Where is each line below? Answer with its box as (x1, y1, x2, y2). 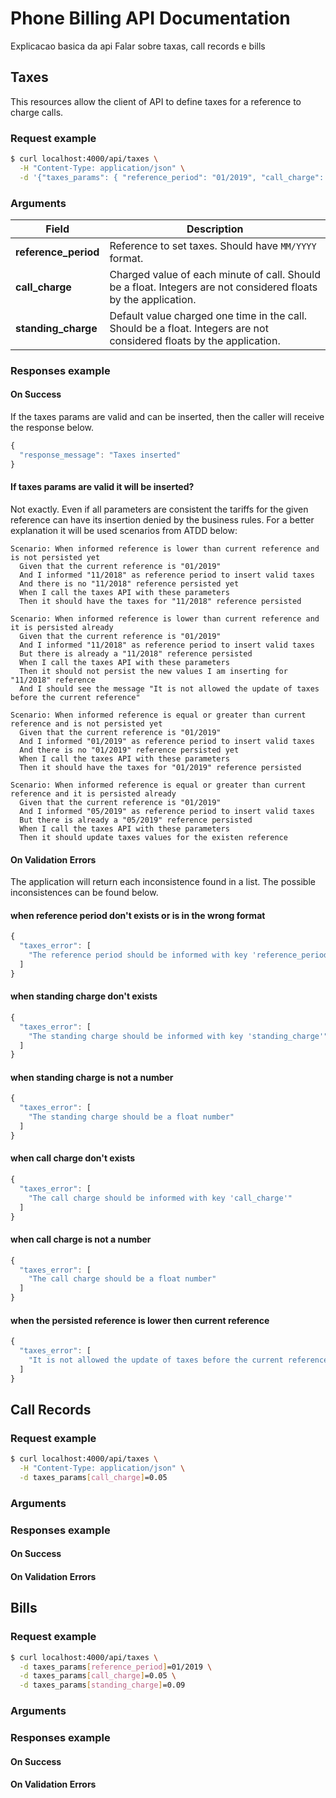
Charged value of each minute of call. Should (109, 267, 321, 281)
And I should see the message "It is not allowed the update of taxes (19, 683, 320, 694)
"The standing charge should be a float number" (28, 1112, 235, 1122)
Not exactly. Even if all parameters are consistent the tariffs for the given (10, 503, 309, 515)
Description (186, 222, 244, 236)
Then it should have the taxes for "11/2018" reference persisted (19, 596, 302, 606)
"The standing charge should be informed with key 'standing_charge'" (28, 1031, 329, 1041)
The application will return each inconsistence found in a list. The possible (10, 876, 316, 888)
